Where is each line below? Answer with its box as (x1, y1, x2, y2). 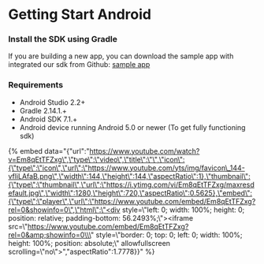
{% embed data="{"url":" (8, 146, 90, 155)
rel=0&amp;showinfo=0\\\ (8, 230, 91, 240)
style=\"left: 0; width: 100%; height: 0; (121, 205, 245, 214)
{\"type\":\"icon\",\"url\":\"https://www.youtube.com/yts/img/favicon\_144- (8, 163, 246, 173)
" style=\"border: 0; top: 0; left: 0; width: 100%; (90, 230, 243, 240)
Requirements (8, 80, 64, 91)
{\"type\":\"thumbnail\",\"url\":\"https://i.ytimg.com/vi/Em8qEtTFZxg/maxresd (8, 180, 255, 189)
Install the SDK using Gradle (8, 34, 118, 45)
